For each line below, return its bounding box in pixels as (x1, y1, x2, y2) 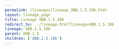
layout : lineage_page (5, 12, 51, 17)
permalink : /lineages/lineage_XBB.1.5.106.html (5, 7, 108, 13)
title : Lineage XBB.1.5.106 (5, 17, 65, 22)
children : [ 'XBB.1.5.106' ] (5, 36, 62, 41)
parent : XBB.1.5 (5, 31, 39, 36)
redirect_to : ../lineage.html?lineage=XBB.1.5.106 (5, 21, 114, 27)
